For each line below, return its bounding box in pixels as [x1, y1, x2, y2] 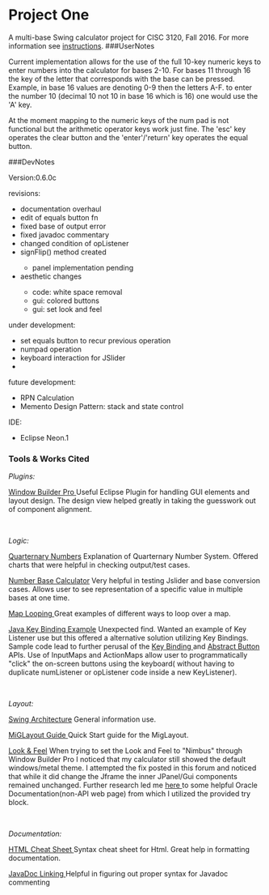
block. [8, 798, 30, 808]
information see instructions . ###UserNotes [8, 40, 155, 50]
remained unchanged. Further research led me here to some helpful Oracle [8, 780, 258, 791]
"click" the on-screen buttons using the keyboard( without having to [8, 658, 235, 669]
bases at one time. [8, 593, 70, 603]
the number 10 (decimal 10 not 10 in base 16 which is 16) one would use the [8, 91, 258, 100]
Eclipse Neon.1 [19, 433, 69, 442]
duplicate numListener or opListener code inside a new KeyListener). [8, 667, 237, 677]
